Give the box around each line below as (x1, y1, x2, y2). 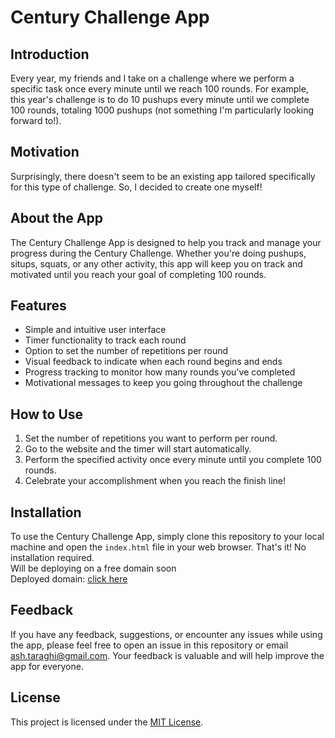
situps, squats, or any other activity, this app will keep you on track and (10, 257, 303, 270)
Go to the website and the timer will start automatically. (24, 443, 252, 455)
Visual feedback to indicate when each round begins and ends (24, 356, 283, 368)
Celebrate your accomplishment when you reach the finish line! (24, 475, 286, 487)
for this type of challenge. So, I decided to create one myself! (10, 181, 263, 193)
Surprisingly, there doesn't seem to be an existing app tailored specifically (10, 170, 316, 182)
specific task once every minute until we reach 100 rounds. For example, (10, 83, 309, 95)
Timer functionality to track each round (24, 334, 187, 346)
